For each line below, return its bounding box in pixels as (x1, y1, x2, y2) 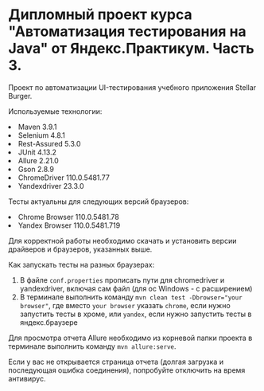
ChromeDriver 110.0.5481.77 (18, 173, 110, 182)
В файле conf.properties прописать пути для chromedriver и (19, 275, 225, 284)
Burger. (8, 91, 33, 100)
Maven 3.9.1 (18, 122, 57, 131)
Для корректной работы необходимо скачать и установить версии (8, 236, 237, 245)
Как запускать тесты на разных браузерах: (8, 260, 155, 269)
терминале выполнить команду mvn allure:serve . (8, 341, 177, 351)
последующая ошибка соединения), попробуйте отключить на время (8, 365, 246, 375)
